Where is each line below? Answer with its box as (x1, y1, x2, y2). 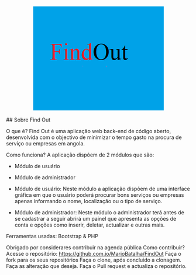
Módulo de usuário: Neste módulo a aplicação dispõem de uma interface (14, 185, 190, 192)
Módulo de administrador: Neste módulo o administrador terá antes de (14, 209, 184, 216)
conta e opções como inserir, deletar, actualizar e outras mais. (14, 221, 165, 228)
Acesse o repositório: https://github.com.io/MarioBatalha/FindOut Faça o (6, 250, 181, 257)
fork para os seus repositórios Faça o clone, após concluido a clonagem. (6, 256, 181, 263)
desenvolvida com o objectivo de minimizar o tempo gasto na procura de (6, 134, 183, 141)
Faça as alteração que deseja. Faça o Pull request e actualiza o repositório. (6, 263, 187, 269)
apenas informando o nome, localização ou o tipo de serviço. (14, 198, 163, 204)
